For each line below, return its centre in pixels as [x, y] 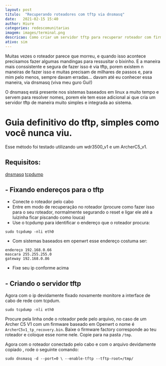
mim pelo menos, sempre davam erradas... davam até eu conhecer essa [79, 77]
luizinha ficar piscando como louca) [49, 217]
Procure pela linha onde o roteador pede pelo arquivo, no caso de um [76, 319]
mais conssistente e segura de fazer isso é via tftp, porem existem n [74, 66]
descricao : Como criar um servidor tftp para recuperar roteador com [78, 38]
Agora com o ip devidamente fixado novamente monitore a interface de [78, 296]
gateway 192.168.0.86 [27, 259]
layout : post [19, 10]
